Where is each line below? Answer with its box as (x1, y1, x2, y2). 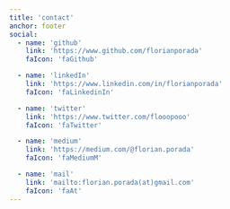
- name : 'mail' (17, 170, 75, 179)
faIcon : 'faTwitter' (25, 120, 102, 130)
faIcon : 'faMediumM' (25, 153, 102, 162)
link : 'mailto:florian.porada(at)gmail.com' (25, 178, 195, 187)
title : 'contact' (9, 13, 75, 22)
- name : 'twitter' (17, 104, 87, 113)
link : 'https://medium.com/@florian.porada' (25, 145, 195, 154)
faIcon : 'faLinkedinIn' (25, 87, 115, 97)
